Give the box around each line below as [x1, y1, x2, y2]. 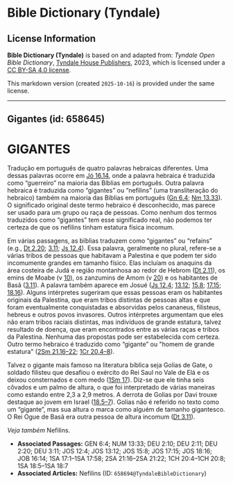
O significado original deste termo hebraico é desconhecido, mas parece [7, 201, 216, 209]
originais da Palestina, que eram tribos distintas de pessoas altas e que [7, 296, 211, 304]
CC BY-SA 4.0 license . [7, 66, 71, 74]
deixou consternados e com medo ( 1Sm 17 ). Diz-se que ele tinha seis [7, 376, 205, 384]
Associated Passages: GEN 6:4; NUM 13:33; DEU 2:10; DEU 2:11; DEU [17, 439, 218, 448]
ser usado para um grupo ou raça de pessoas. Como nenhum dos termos [7, 209, 217, 217]
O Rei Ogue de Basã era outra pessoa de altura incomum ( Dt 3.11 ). [7, 412, 196, 421]
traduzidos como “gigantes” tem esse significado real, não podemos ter [7, 216, 213, 224]
